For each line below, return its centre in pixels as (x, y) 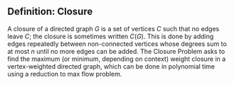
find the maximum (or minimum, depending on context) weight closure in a (117, 59)
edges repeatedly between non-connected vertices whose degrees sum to (117, 44)
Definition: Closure (50, 12)
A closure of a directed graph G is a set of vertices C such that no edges (113, 28)
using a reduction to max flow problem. (65, 74)
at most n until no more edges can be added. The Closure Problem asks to (116, 51)
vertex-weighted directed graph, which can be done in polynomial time (111, 66)
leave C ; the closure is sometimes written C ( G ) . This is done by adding (111, 36)
